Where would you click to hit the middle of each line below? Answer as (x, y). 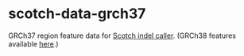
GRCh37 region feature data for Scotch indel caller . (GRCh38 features (122, 35)
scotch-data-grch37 (77, 14)
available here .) (33, 43)
